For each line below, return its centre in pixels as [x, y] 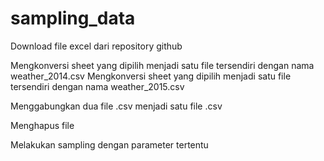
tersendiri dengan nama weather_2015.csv [97, 86]
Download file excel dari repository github [96, 46]
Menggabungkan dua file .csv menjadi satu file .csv [116, 106]
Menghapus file [42, 125]
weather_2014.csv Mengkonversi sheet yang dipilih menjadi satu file [151, 76]
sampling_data [73, 18]
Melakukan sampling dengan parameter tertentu [109, 144]
